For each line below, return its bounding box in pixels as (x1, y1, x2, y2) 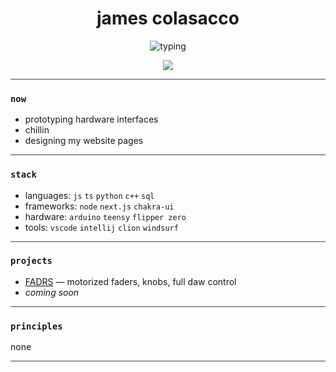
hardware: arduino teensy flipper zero (24, 210, 187, 222)
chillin (24, 124, 50, 136)
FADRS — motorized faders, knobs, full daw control (24, 275, 237, 287)
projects (10, 255, 53, 267)
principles (10, 320, 63, 332)
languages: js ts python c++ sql (24, 189, 155, 201)
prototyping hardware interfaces (24, 113, 159, 126)
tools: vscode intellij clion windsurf (24, 221, 179, 233)
